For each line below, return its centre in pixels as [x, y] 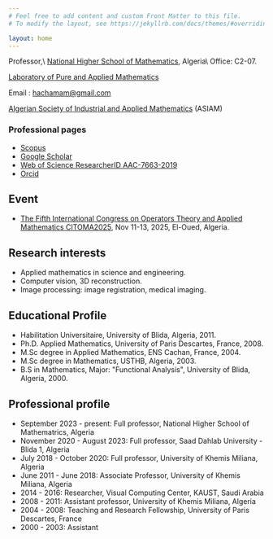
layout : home [30, 38]
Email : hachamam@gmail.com [60, 93]
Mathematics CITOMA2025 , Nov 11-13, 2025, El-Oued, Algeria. [125, 227]
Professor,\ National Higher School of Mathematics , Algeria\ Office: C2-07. [133, 61]
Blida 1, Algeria [45, 449]
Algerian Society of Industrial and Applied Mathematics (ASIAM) [116, 109]
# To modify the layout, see [58, 24]
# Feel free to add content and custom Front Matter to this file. [125, 16]
